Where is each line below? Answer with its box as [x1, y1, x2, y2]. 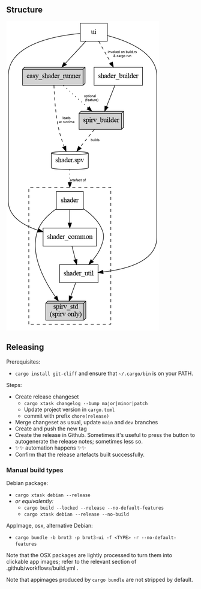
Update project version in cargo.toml [23, 406, 115, 413]
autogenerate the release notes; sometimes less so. [14, 438, 143, 445]
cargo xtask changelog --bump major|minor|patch [23, 400, 148, 406]
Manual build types [6, 466, 64, 474]
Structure [6, 5, 43, 15]
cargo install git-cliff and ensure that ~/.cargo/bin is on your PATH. [14, 370, 194, 377]
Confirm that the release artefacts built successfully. [14, 451, 145, 458]
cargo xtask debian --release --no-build [23, 511, 129, 517]
